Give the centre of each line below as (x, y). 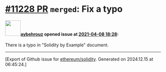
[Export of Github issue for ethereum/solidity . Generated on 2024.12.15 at (79, 59)
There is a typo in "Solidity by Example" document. (57, 45)
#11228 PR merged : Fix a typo (64, 9)
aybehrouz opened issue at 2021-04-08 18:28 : (70, 34)
